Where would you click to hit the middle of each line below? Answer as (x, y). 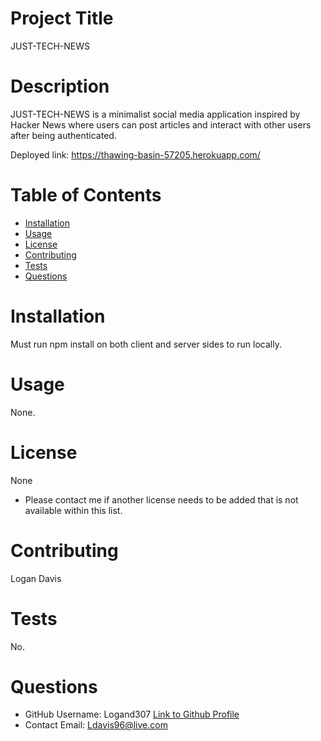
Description (60, 86)
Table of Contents (86, 195)
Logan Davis (36, 578)
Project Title (62, 18)
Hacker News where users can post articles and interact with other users (161, 124)
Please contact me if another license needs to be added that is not (161, 499)
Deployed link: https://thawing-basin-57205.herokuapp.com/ (135, 154)
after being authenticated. (63, 135)
